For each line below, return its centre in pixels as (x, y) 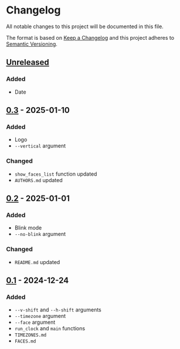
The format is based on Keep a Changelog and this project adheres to (90, 37)
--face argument (35, 322)
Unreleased (28, 62)
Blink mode (28, 228)
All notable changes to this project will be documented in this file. (85, 26)
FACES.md (25, 341)
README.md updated (37, 262)
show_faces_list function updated (56, 174)
